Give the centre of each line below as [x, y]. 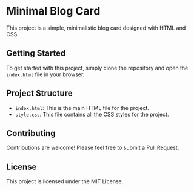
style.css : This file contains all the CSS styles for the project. [92, 114]
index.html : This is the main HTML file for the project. [82, 108]
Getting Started [36, 53]
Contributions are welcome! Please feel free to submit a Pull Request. [93, 148]
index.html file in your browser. [45, 74]
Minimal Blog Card [53, 11]
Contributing [31, 133]
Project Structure [39, 93]
